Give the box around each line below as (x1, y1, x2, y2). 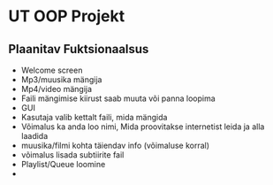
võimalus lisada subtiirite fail (20, 150, 125, 160)
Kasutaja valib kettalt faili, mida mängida (20, 112, 168, 122)
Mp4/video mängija (20, 84, 93, 94)
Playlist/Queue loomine (20, 159, 106, 169)
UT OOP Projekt (8, 6, 125, 27)
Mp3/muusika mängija (20, 74, 102, 85)
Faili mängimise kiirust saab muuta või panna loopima (20, 93, 216, 104)
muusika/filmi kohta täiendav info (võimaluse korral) (20, 140, 209, 150)
